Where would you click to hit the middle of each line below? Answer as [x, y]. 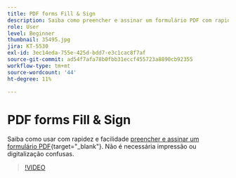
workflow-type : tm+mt [39, 66]
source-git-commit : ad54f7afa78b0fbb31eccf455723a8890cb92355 [100, 60]
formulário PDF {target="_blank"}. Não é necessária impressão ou [102, 146]
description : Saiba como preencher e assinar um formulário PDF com [110, 20]
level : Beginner [31, 33]
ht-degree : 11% [29, 79]
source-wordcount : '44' [42, 72]
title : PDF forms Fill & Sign [52, 14]
